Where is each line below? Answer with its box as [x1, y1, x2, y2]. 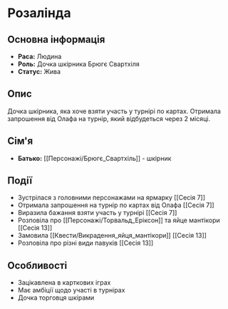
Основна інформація [7, 33, 105, 46]
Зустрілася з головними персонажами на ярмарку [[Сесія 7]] [17, 194, 205, 202]
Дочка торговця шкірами [17, 293, 95, 302]
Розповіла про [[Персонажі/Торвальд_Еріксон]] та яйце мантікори [17, 216, 220, 225]
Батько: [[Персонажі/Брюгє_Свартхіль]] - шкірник [17, 154, 172, 162]
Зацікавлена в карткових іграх [17, 278, 111, 287]
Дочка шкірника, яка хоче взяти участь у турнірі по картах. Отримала [7, 107, 221, 115]
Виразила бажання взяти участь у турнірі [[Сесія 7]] [17, 209, 177, 217]
